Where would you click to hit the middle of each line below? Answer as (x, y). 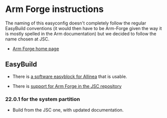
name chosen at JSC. (27, 39)
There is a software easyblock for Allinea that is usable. (70, 76)
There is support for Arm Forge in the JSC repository (67, 86)
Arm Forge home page (36, 48)
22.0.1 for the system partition (43, 99)
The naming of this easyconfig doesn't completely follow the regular (76, 23)
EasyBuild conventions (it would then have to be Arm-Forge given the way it (83, 28)
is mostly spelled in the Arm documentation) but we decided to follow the (81, 33)
